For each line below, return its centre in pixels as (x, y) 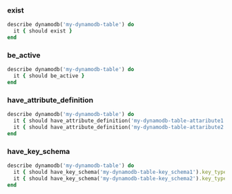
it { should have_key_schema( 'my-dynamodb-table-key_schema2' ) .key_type (120, 178)
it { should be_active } (49, 76)
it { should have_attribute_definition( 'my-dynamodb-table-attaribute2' (120, 127)
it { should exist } (43, 31)
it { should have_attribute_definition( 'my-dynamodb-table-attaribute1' (120, 121)
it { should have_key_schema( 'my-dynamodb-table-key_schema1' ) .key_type (120, 172)
